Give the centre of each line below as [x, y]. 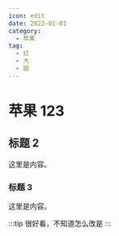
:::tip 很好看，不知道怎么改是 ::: [60, 224]
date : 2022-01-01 [38, 23]
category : [25, 31]
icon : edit [27, 16]
